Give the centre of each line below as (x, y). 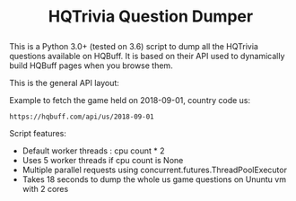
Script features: (38, 134)
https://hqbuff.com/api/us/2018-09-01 (82, 117)
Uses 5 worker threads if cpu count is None (103, 161)
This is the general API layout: (64, 83)
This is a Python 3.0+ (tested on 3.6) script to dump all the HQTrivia (134, 47)
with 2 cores (45, 189)
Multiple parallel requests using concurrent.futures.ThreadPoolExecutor (154, 170)
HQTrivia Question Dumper (151, 17)
